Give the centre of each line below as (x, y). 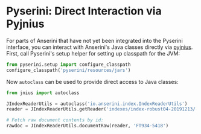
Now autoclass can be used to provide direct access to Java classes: (93, 81)
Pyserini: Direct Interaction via (84, 11)
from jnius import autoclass (43, 93)
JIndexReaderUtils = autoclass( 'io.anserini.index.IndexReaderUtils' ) (97, 104)
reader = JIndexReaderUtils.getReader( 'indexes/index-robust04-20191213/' (102, 109)
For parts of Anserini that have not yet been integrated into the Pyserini (94, 40)
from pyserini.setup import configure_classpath (69, 65)
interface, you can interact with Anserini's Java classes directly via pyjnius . (100, 47)
